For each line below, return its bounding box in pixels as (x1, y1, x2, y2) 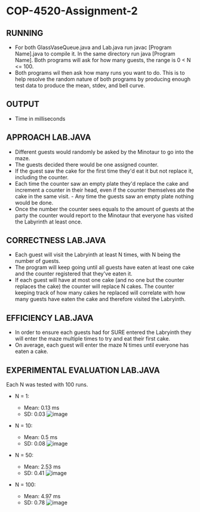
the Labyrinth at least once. (14, 218, 82, 225)
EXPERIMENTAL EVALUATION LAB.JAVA (6, 365, 160, 375)
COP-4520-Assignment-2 (6, 4, 139, 18)
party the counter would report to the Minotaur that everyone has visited (14, 211, 193, 219)
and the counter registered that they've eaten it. (14, 270, 133, 277)
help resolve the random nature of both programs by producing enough (14, 76, 191, 82)
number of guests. (14, 257, 61, 265)
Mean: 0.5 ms (23, 434, 58, 441)
